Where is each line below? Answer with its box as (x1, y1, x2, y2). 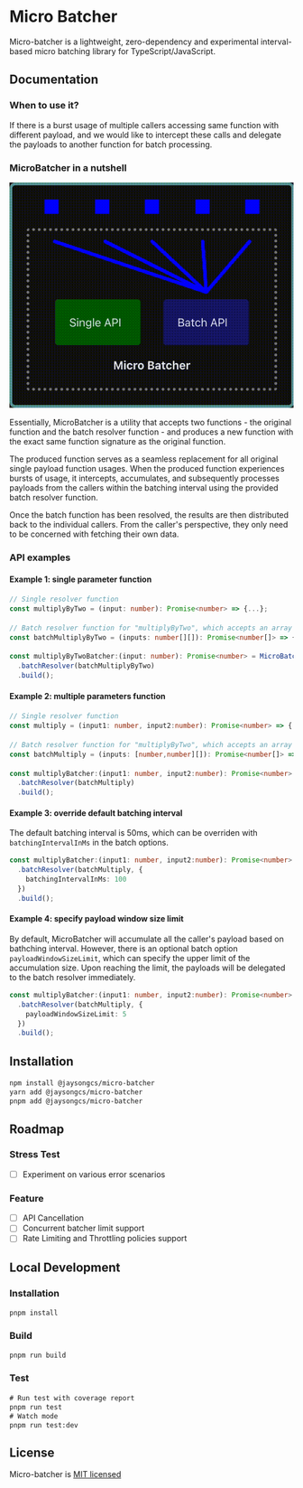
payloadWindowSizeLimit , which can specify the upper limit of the (9, 952, 251, 963)
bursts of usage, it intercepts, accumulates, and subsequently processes (9, 473, 280, 484)
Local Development (9, 1259, 121, 1275)
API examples (9, 551, 71, 564)
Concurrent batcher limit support (22, 1222, 145, 1234)
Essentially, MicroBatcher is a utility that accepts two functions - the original (9, 417, 291, 428)
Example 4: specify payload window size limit (9, 913, 184, 924)
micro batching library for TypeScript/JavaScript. (34, 45, 216, 56)
